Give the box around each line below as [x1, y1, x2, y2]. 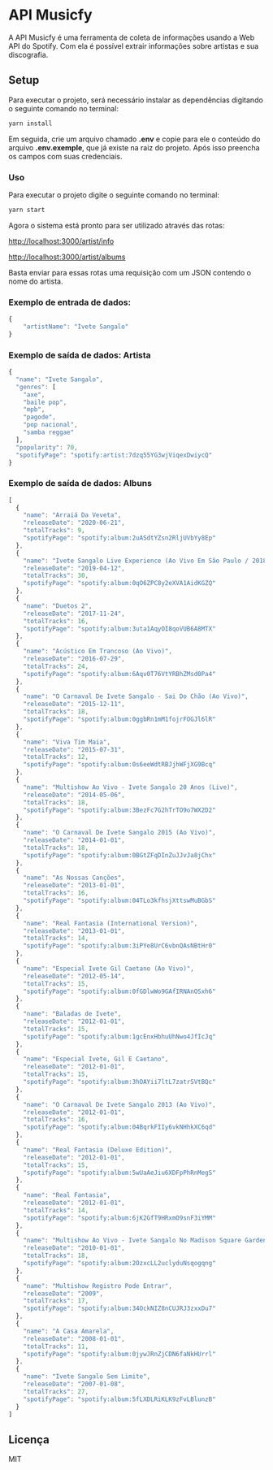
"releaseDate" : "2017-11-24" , [23, 609, 126, 618]
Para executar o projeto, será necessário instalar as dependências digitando [8, 95, 264, 105]
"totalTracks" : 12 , [23, 753, 89, 761]
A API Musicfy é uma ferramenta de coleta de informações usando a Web [8, 33, 255, 42]
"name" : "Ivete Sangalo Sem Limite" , [23, 1372, 151, 1381]
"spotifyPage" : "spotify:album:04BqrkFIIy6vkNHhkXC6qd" [23, 1123, 217, 1131]
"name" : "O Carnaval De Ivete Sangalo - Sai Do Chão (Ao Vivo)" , [23, 692, 249, 700]
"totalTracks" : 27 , [23, 1387, 89, 1395]
